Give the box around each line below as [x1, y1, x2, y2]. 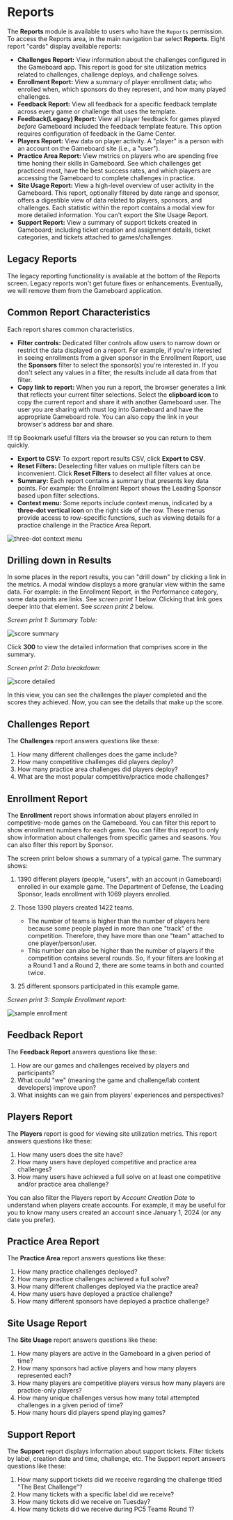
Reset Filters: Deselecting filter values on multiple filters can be [17, 461, 200, 470]
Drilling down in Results [7, 554, 112, 566]
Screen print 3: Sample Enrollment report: [7, 996, 127, 1004]
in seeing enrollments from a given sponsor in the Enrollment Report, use [17, 353, 227, 362]
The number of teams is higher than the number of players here [27, 917, 210, 925]
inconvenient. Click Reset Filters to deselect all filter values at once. [17, 469, 213, 477]
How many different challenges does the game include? [17, 750, 177, 759]
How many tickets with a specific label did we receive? [17, 1490, 175, 1498]
